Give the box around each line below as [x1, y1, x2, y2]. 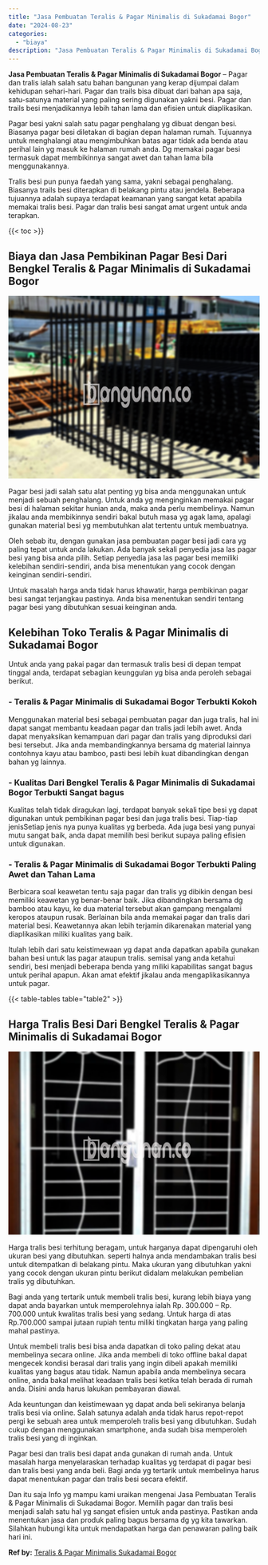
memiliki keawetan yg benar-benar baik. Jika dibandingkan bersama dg [8, 895, 243, 905]
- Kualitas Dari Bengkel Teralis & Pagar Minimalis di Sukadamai [8, 777, 255, 788]
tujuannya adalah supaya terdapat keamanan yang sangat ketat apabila [8, 194, 242, 204]
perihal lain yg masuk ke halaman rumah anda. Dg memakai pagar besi [8, 145, 241, 154]
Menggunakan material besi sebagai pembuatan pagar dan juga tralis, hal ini [8, 715, 259, 724]
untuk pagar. [8, 979, 50, 989]
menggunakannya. [8, 161, 69, 171]
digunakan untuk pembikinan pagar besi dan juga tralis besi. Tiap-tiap [8, 813, 238, 822]
